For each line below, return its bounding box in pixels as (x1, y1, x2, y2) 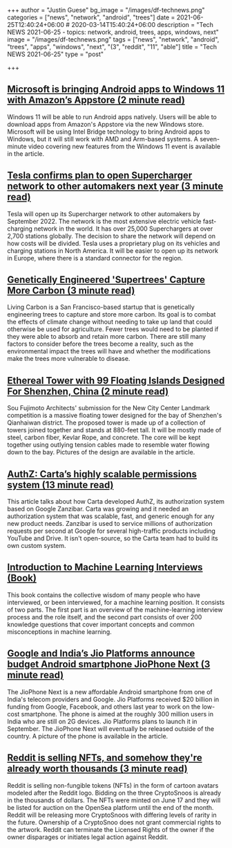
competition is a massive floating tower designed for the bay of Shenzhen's (7, 412, 222, 420)
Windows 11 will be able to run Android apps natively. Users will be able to (7, 112, 217, 121)
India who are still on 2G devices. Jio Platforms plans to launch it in (7, 717, 197, 725)
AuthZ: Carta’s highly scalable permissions (7, 468, 197, 480)
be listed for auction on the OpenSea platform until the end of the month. (7, 803, 214, 811)
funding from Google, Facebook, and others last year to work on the (7, 703, 201, 711)
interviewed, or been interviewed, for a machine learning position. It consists (7, 598, 225, 606)
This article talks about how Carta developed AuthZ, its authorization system (7, 497, 225, 506)
